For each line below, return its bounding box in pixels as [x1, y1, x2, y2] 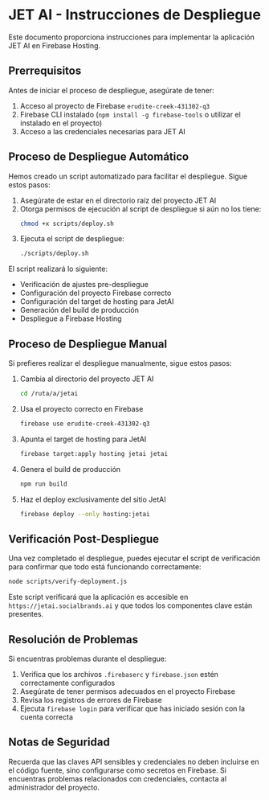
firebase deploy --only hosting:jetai [19, 510, 150, 518]
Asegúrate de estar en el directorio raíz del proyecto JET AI [19, 195, 217, 205]
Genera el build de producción [19, 464, 121, 474]
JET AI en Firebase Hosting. [8, 40, 101, 50]
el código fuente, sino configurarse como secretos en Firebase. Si [8, 765, 227, 775]
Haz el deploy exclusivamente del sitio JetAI [19, 494, 166, 504]
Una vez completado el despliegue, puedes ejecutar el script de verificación [8, 553, 261, 564]
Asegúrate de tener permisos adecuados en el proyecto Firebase [19, 687, 235, 696]
